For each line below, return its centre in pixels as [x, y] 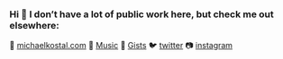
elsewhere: [35, 25]
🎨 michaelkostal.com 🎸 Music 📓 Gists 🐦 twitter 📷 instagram [121, 46]
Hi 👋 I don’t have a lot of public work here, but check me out [142, 14]
